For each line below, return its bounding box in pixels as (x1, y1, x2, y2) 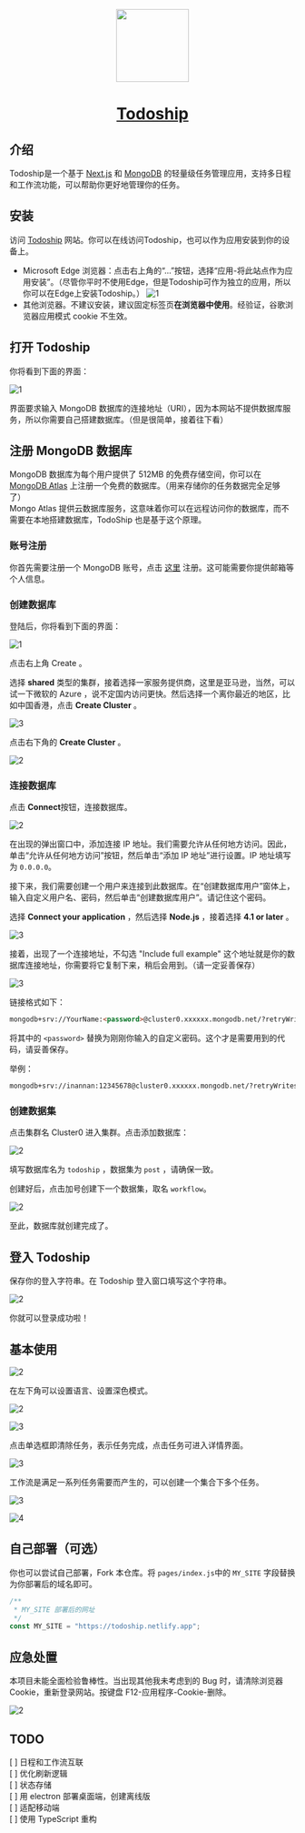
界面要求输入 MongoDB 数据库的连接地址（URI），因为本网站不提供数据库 (9, 402, 283, 413)
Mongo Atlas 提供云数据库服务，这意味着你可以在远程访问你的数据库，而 (9, 503, 281, 514)
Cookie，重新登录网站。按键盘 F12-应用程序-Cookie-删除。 (9, 1686, 231, 1697)
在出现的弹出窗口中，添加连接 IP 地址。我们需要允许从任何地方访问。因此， (9, 838, 292, 850)
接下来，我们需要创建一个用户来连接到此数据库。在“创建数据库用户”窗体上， (9, 881, 295, 892)
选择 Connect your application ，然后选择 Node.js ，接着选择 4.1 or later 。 (9, 911, 294, 923)
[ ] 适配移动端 (9, 1802, 61, 1813)
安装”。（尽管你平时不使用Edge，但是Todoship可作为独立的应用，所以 (30, 276, 291, 287)
